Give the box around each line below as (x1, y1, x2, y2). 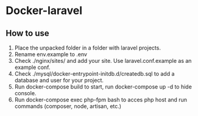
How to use (5, 28, 49, 38)
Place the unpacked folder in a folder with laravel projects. (14, 44, 161, 51)
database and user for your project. (14, 77, 104, 84)
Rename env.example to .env (14, 51, 88, 58)
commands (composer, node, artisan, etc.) (14, 103, 122, 110)
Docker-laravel (5, 4, 83, 18)
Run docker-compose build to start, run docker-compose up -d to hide (14, 83, 193, 90)
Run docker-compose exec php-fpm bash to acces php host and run (14, 96, 187, 103)
